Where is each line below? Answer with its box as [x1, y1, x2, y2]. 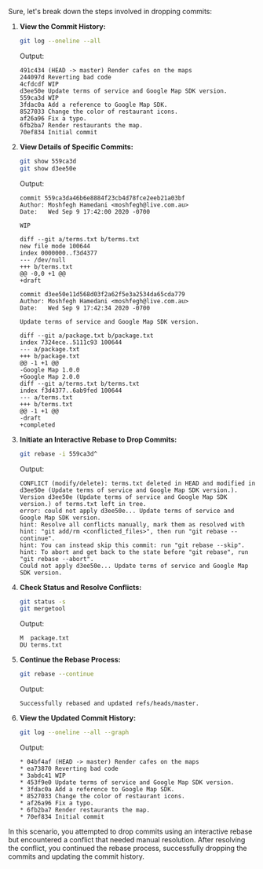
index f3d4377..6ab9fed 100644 [19, 387, 122, 394]
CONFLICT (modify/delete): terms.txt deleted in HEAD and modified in [19, 479, 256, 487]
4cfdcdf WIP [19, 80, 59, 88]
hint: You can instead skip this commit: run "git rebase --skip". [19, 541, 245, 549]
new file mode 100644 [19, 242, 90, 250]
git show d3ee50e [19, 164, 77, 172]
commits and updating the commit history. [8, 852, 145, 861]
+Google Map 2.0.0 [19, 372, 80, 380]
